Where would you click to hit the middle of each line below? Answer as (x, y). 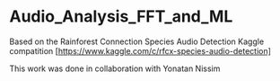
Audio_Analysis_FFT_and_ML (121, 17)
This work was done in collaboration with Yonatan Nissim (115, 68)
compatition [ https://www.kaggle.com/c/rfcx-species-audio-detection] (140, 50)
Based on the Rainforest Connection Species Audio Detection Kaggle (137, 41)
